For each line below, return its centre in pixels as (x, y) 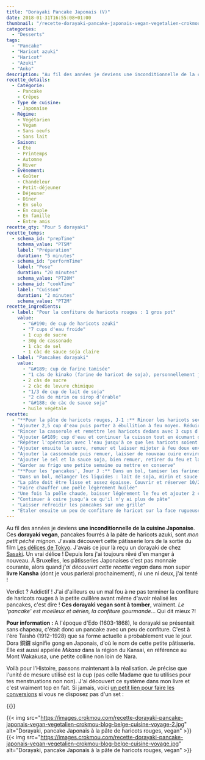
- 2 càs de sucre (45, 380)
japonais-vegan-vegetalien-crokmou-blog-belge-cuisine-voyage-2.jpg (95, 724)
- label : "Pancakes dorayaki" (50, 358)
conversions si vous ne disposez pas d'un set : (65, 694)
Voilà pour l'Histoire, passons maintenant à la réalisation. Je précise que (97, 668)
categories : (21, 29)
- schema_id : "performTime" (48, 261)
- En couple (32, 210)
